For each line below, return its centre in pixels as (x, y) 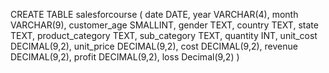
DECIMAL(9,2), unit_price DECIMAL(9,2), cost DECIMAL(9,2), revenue (154, 46)
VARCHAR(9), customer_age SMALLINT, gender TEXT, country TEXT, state (164, 25)
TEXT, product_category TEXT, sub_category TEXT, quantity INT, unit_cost (164, 35)
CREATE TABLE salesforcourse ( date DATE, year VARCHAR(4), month (154, 14)
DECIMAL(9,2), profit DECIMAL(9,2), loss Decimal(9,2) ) (125, 57)
